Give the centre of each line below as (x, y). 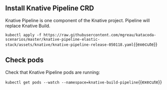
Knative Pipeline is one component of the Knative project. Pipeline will (77, 20)
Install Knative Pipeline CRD (50, 8)
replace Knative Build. (28, 26)
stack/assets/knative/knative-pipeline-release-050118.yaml (70, 45)
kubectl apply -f (23, 35)
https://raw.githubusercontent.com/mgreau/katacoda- (100, 35)
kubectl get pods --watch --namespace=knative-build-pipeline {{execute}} (84, 82)
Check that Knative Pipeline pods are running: (53, 72)
